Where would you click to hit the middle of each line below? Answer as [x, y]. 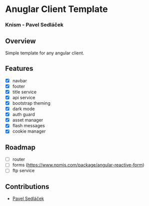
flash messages [29, 126]
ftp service [23, 171]
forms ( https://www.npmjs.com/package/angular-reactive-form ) [78, 165]
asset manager [28, 120]
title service [24, 92]
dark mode [23, 109]
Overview [21, 41]
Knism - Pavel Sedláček [34, 25]
